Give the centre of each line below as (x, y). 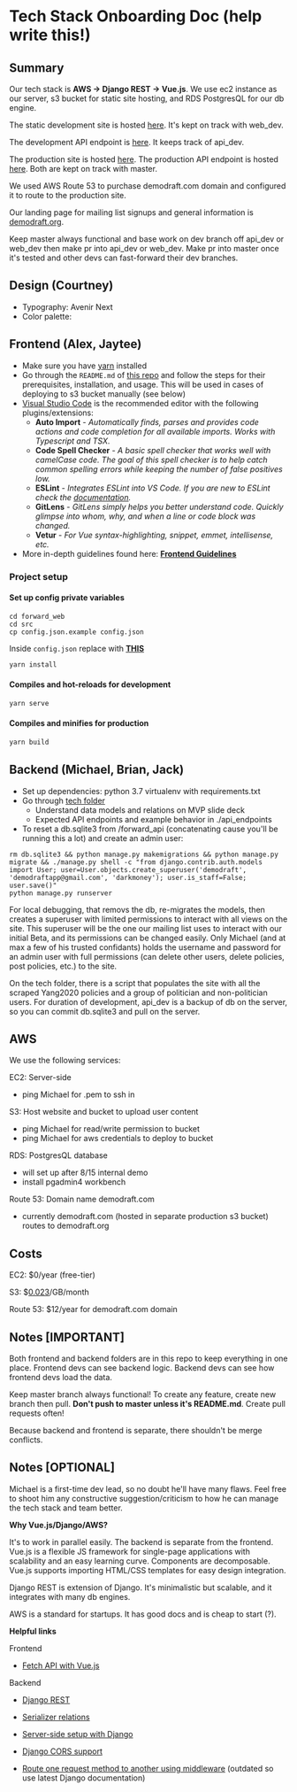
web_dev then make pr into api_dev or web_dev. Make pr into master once (145, 248)
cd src (21, 624)
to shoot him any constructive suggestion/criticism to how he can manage (144, 1498)
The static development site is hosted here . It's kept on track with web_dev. (147, 125)
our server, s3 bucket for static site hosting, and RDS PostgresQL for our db (147, 98)
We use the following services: (65, 1061)
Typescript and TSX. (72, 441)
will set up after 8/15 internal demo (85, 1173)
